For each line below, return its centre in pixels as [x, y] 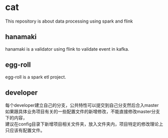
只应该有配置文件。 [25, 130]
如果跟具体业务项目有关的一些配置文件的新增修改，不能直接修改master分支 [83, 111]
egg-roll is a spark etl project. [36, 77]
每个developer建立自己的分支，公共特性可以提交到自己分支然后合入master [82, 105]
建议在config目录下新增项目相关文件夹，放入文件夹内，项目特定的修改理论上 [84, 124]
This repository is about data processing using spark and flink [69, 21]
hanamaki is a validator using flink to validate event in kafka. [67, 49]
